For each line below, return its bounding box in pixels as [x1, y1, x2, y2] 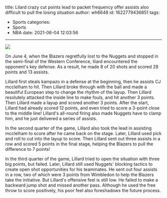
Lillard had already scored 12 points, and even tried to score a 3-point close [5, 105, 160, 111]
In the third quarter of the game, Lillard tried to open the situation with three [5, 156, 160, 162]
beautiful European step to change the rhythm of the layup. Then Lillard [5, 89, 152, 95]
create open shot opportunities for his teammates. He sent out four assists [5, 166, 158, 172]
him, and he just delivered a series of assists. [5, 116, 97, 121]
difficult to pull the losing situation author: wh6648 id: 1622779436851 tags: [5, 9, 160, 15]
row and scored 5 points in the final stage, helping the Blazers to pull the [5, 141, 154, 147]
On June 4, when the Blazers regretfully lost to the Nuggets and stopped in [5, 53, 159, 59]
